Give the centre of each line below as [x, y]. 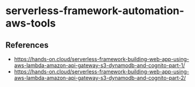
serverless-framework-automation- [95, 11]
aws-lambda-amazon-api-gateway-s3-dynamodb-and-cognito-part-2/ [100, 78]
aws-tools [31, 23]
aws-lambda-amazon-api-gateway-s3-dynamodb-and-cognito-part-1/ [100, 65]
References [27, 45]
